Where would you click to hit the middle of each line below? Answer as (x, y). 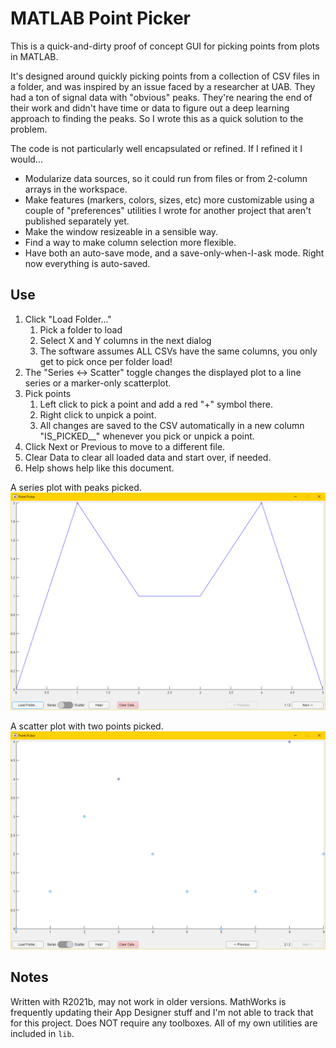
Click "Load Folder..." (68, 319)
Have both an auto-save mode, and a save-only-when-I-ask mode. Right (174, 253)
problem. (29, 129)
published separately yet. (77, 221)
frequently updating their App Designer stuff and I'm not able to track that (162, 1012)
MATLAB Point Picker (100, 18)
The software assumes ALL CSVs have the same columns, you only (178, 351)
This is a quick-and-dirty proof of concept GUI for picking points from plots (165, 46)
